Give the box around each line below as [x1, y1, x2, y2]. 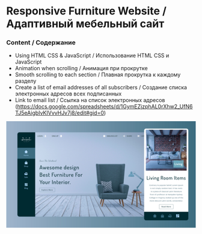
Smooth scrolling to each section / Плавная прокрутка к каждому [14, 71, 181, 79]
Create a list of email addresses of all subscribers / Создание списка [14, 84, 188, 91]
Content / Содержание [6, 38, 76, 47]
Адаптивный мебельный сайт [6, 17, 165, 31]
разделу [14, 77, 37, 85]
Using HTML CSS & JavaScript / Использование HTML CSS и [14, 52, 170, 59]
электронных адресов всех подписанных [14, 90, 122, 97]
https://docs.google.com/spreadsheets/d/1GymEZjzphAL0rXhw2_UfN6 [17, 103, 193, 110]
